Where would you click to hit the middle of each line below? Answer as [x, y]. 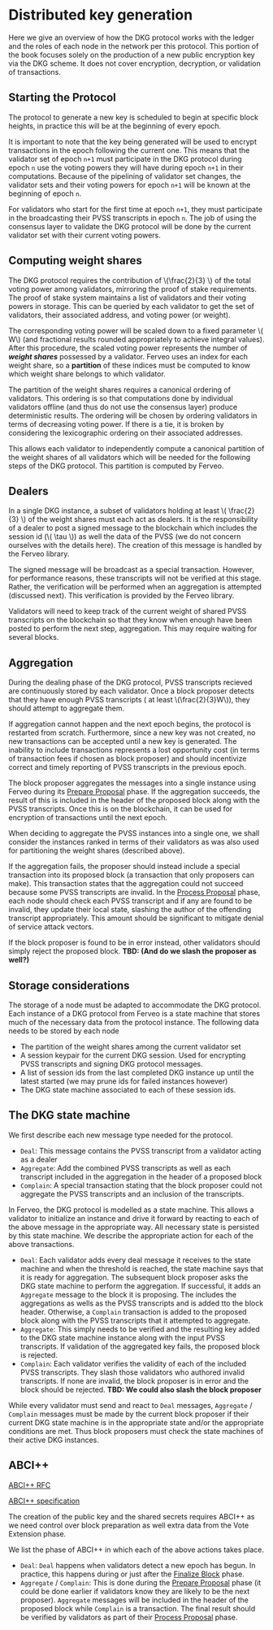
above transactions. [41, 1244]
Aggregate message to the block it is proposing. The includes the [128, 1294]
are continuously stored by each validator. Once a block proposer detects [131, 691]
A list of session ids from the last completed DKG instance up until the [137, 1072]
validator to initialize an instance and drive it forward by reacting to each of [134, 1218]
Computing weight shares [75, 261]
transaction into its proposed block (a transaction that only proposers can [131, 875]
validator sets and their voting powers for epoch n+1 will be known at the [130, 185]
